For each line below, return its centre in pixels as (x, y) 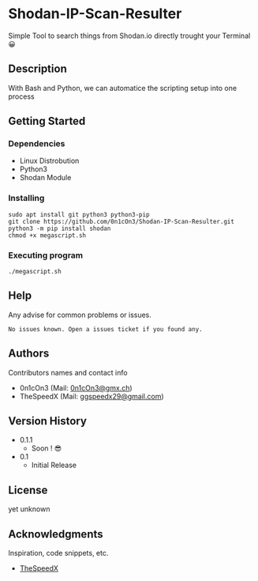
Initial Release (54, 465)
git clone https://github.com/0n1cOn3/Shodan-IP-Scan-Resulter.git (122, 221)
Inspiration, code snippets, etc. (58, 553)
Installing (26, 198)
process (21, 96)
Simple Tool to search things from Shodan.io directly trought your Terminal (129, 36)
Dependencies (37, 144)
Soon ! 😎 (47, 448)
